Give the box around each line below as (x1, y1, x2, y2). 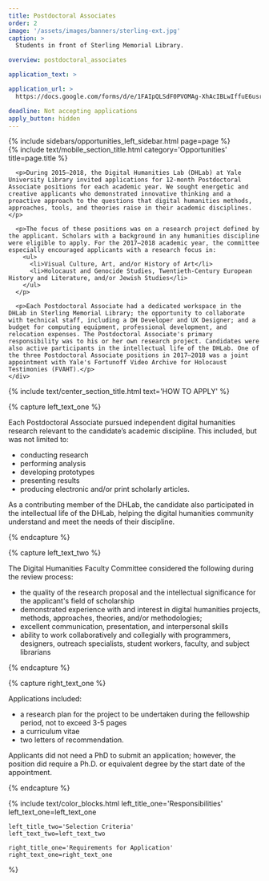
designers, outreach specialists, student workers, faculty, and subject (19, 639, 250, 648)
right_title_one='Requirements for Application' (8, 844, 174, 852)
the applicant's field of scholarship (19, 596, 134, 606)
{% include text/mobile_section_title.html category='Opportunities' (8, 145, 228, 155)
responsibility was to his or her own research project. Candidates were (8, 338, 260, 346)
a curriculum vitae (19, 727, 80, 737)
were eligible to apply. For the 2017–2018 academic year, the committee (8, 239, 260, 247)
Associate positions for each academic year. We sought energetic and (8, 183, 249, 191)
